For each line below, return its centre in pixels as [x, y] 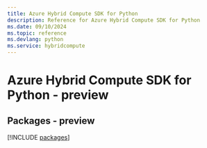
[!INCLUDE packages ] [39, 137]
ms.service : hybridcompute [46, 46]
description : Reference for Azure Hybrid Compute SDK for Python [104, 20]
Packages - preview [51, 121]
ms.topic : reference [37, 33]
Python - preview [58, 95]
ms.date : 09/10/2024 [37, 26]
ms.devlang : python [35, 40]
